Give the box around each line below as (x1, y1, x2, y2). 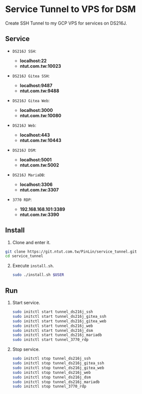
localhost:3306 (19, 181, 53, 187)
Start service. (12, 300, 40, 305)
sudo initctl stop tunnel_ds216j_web (12, 370, 91, 375)
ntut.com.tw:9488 (19, 88, 59, 94)
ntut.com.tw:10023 (19, 63, 61, 69)
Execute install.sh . (12, 263, 54, 269)
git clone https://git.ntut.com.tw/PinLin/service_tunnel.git (5, 249, 137, 254)
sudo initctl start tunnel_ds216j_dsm (12, 328, 93, 333)
